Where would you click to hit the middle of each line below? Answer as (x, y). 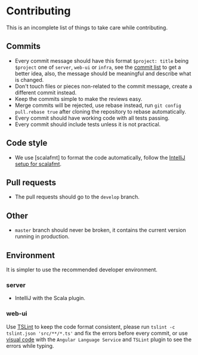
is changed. (29, 79)
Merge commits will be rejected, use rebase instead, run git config (98, 105)
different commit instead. (46, 92)
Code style (27, 143)
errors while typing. (30, 345)
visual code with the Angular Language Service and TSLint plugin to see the (99, 339)
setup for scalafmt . (38, 164)
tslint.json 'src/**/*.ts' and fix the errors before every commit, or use (97, 333)
